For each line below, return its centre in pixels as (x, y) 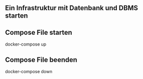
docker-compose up (26, 44)
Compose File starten (39, 32)
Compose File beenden (41, 60)
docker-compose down (29, 72)
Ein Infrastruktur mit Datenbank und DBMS (72, 8)
